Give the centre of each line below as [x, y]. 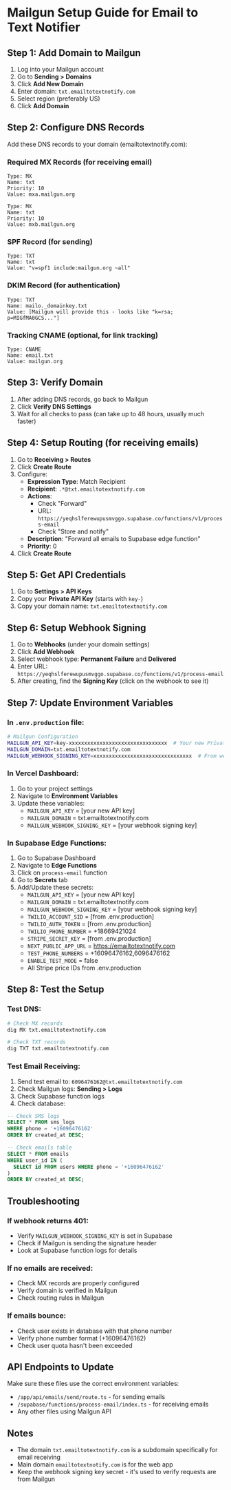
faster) [26, 421]
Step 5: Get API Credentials [67, 575]
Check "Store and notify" [73, 531]
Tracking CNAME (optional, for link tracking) [82, 335]
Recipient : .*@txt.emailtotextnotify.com [86, 489]
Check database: [41, 1103]
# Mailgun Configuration [43, 736]
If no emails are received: [50, 1268]
